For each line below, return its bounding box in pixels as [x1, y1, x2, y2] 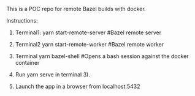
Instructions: [6, 17, 38, 24]
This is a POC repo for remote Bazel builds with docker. [6, 6, 146, 12]
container [15, 59, 40, 66]
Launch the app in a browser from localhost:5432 [15, 83, 140, 90]
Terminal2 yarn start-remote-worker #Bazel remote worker [15, 41, 164, 48]
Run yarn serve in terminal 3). [15, 71, 90, 78]
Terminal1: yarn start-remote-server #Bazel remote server [15, 29, 162, 36]
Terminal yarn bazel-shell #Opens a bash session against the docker [15, 53, 189, 60]
